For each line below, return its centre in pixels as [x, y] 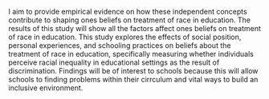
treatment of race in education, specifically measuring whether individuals [131, 54]
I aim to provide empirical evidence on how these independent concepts [128, 12]
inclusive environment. [46, 88]
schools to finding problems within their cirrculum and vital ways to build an [133, 79]
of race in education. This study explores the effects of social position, [125, 37]
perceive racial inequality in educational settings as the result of [114, 62]
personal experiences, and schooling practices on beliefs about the [120, 46]
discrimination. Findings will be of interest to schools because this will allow [133, 71]
